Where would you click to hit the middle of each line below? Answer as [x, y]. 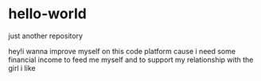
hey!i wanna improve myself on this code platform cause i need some [122, 51]
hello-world [48, 14]
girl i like [22, 67]
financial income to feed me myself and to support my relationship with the [131, 60]
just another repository [46, 36]
